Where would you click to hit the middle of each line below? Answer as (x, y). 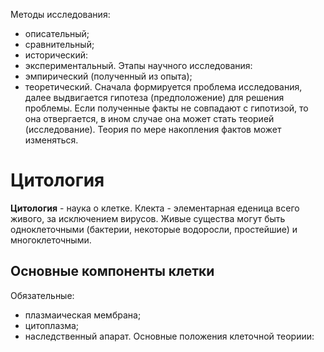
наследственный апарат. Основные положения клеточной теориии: (169, 336)
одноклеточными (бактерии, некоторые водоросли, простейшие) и (154, 229)
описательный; (57, 33)
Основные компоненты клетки (112, 271)
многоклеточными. (51, 240)
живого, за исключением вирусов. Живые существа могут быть (148, 218)
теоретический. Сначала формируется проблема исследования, (163, 87)
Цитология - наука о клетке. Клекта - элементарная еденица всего (155, 208)
